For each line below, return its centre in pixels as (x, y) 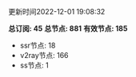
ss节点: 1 (34, 65)
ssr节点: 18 (38, 45)
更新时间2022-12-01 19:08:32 (57, 12)
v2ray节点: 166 (44, 55)
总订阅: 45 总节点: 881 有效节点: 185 (68, 29)
